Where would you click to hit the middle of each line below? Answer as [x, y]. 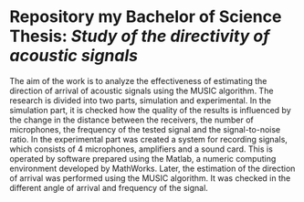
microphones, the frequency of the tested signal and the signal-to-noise [145, 129]
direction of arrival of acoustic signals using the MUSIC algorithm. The [142, 90]
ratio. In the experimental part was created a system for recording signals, [148, 139]
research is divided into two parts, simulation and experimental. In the [141, 100]
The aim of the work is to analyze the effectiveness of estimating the [138, 80]
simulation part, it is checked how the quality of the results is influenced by [150, 110]
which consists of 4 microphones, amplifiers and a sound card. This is [142, 149]
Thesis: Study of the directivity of [140, 36]
